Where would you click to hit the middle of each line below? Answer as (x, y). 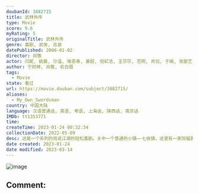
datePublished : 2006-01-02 (39, 50)
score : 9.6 (20, 28)
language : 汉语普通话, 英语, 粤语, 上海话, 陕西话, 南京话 (73, 111)
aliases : (17, 94)
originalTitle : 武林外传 (35, 39)
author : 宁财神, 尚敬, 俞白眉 (40, 67)
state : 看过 (20, 84)
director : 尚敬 (24, 56)
